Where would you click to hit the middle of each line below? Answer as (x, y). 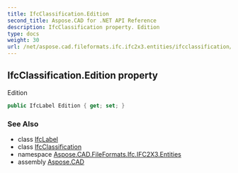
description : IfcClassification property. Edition (84, 27)
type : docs (23, 34)
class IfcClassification (50, 147)
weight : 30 (23, 40)
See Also (23, 123)
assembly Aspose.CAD (51, 162)
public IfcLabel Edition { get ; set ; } (66, 106)
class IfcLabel (38, 139)
